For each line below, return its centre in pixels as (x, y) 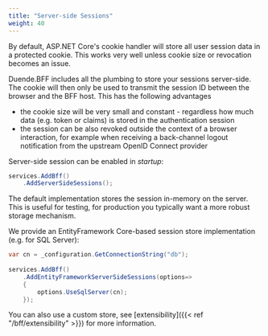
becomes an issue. (39, 63)
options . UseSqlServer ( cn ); (82, 292)
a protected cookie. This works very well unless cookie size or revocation (130, 55)
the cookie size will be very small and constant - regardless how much (137, 111)
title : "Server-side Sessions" (61, 16)
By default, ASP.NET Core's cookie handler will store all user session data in (134, 46)
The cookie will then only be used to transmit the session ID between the (129, 87)
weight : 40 (27, 23)
